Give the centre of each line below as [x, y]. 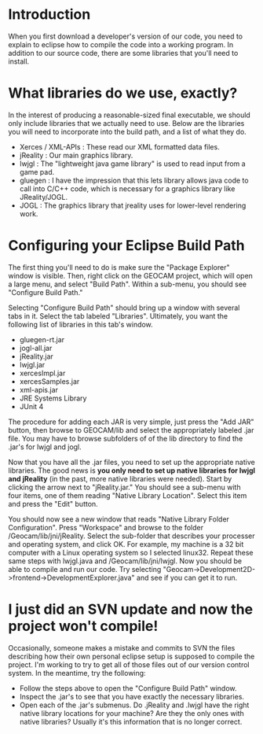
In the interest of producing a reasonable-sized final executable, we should [130, 115]
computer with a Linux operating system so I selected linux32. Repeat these [131, 552]
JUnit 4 [31, 406]
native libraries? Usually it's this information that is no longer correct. [131, 721]
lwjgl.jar [32, 364]
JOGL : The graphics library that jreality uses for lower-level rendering [133, 205]
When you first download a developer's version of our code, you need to [126, 36]
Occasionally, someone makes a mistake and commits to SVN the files [122, 647]
